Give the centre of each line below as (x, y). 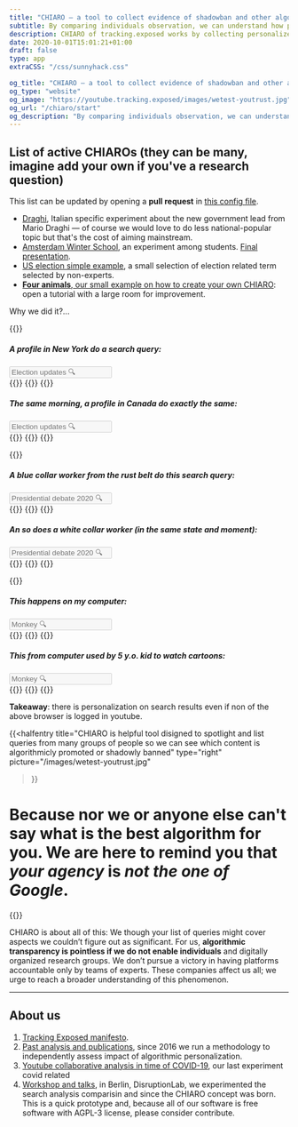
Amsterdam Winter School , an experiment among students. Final (140, 247)
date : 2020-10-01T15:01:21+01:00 (71, 42)
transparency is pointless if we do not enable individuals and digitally (139, 951)
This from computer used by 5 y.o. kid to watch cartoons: (118, 655)
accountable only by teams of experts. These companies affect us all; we (143, 970)
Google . (39, 891)
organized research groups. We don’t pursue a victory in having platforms (144, 960)
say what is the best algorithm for (135, 834)
